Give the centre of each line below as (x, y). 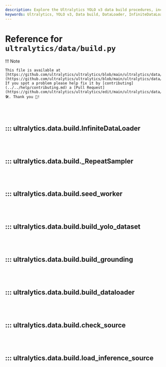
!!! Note (13, 61)
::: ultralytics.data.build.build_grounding (69, 260)
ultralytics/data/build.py (61, 48)
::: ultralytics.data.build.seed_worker (64, 194)
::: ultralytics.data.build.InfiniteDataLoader (73, 128)
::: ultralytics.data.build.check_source (65, 325)
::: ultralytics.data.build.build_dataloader (70, 292)
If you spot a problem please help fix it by (53, 83)
